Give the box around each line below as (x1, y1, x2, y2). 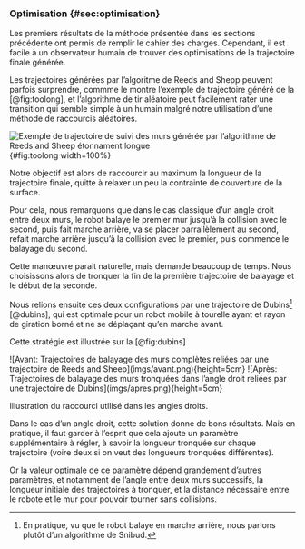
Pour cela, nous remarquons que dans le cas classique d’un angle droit (9, 205, 275, 215)
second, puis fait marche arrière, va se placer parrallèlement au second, (9, 224, 280, 235)
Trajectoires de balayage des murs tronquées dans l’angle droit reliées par (9, 373, 288, 384)
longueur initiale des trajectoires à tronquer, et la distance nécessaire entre (9, 484, 290, 494)
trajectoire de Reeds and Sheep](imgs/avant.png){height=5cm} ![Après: (9, 363, 278, 374)
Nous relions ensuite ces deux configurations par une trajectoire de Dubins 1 (9, 298, 293, 310)
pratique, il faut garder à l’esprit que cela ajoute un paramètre (9, 427, 239, 438)
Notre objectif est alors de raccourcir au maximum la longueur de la (9, 167, 262, 179)
